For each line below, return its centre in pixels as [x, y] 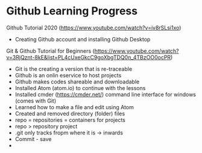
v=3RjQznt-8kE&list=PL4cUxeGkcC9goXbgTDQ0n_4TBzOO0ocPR [89, 57]
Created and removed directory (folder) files [70, 113]
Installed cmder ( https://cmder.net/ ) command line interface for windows [106, 94]
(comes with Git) [36, 101]
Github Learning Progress [72, 11]
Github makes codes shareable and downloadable [77, 82]
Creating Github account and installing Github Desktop [83, 39]
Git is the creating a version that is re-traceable [74, 69]
